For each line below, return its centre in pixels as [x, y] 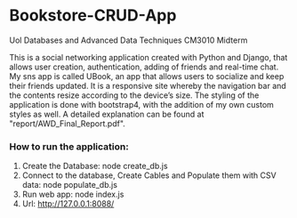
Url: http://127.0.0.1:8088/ [68, 204]
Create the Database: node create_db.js [95, 166]
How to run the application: [69, 146]
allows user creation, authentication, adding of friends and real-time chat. [144, 67]
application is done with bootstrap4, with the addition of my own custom [141, 104]
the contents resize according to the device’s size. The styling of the [134, 95]
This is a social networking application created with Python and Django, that [148, 57]
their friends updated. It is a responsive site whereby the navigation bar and [148, 85]
